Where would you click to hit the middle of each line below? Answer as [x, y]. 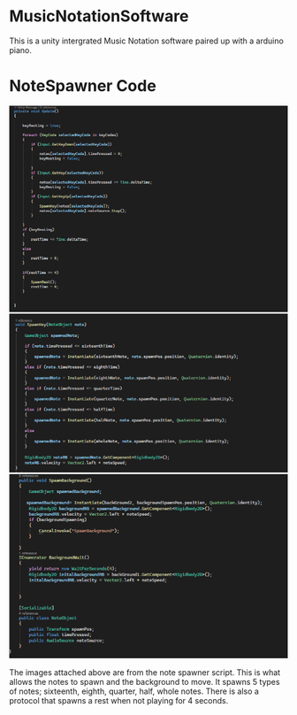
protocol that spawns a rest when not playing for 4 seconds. [119, 701]
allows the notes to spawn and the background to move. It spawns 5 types [145, 682]
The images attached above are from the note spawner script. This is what [145, 673]
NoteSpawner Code [83, 86]
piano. [21, 50]
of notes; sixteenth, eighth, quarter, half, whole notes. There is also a [134, 691]
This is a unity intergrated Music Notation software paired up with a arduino [147, 41]
